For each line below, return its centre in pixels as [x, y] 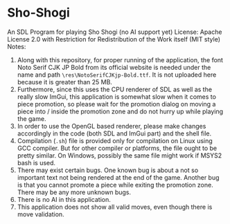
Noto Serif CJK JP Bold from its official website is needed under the [114, 67]
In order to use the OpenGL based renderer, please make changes [112, 126]
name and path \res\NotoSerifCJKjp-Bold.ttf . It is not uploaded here [117, 75]
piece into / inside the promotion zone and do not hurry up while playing [120, 111]
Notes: [17, 46]
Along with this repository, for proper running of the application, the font [120, 59]
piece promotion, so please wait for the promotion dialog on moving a [116, 104]
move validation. [41, 214]
